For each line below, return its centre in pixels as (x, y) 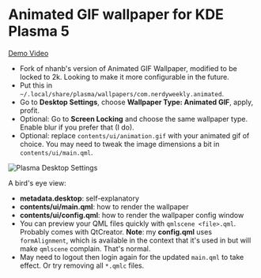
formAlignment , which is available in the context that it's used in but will (135, 240)
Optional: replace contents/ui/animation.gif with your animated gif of (134, 135)
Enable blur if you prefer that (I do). (77, 127)
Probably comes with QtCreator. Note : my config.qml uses (115, 231)
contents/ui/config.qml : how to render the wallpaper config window (132, 215)
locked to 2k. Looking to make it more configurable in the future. (124, 77)
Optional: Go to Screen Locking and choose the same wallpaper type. (134, 118)
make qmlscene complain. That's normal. (85, 248)
